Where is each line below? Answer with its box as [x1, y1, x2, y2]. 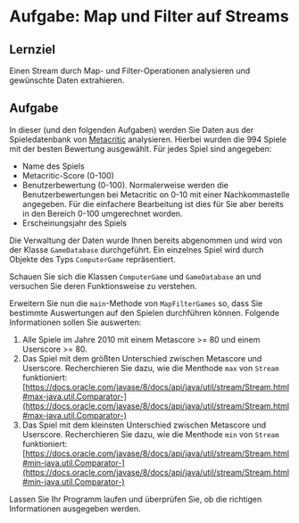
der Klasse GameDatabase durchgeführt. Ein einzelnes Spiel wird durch [9, 244, 264, 255]
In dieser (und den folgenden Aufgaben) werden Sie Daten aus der [9, 124, 254, 135]
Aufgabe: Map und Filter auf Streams [9, 6, 289, 27]
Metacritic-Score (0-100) [21, 170, 114, 180]
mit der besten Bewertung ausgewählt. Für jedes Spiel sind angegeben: [9, 143, 272, 154]
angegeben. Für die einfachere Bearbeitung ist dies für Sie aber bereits [21, 198, 284, 209]
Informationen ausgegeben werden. [9, 502, 141, 514]
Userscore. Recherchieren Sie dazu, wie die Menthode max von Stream [21, 362, 279, 373]
